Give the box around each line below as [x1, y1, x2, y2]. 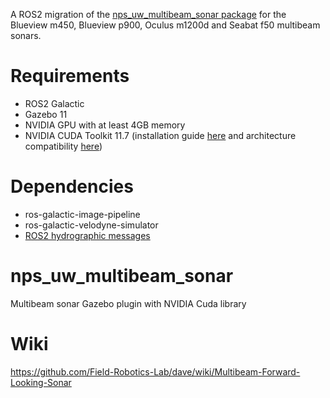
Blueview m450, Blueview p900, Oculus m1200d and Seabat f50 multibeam [10, 19, 321, 31]
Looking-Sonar [10, 376, 72, 388]
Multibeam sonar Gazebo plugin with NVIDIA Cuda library [10, 297, 247, 309]
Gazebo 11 [24, 108, 68, 120]
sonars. [10, 30, 42, 41]
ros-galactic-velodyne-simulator [24, 219, 159, 231]
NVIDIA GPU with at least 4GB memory [24, 119, 186, 131]
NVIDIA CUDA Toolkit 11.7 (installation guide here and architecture [24, 129, 297, 141]
